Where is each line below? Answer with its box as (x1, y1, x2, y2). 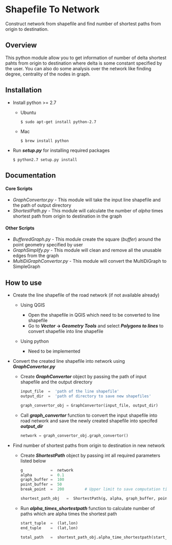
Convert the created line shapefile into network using (12, 358, 125, 364)
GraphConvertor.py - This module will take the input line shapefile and (12, 197, 161, 203)
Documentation (5, 171, 56, 180)
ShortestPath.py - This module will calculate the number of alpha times (12, 208, 163, 214)
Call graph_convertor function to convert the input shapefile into (20, 412, 158, 418)
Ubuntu (20, 109, 36, 115)
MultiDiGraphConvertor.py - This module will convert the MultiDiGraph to (12, 258, 167, 264)
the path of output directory (12, 202, 72, 208)
